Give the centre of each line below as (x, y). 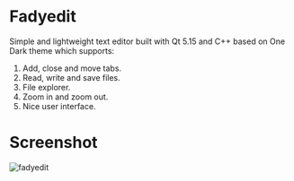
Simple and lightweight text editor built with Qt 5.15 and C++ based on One (147, 41)
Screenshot (53, 143)
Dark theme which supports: (62, 50)
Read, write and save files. (71, 77)
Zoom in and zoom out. (65, 97)
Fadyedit (43, 17)
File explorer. (46, 87)
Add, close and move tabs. (72, 68)
